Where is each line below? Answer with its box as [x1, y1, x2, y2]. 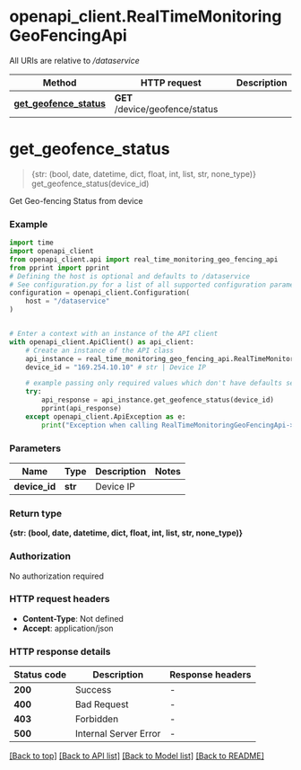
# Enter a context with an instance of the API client [9, 330, 219, 339]
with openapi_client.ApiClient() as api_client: [9, 337, 194, 347]
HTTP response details [9, 645, 111, 658]
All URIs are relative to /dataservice [9, 55, 141, 66]
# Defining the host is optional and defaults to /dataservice [9, 271, 251, 280]
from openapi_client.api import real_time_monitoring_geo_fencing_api [9, 254, 279, 264]
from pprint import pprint [9, 263, 110, 272]
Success [74, 684, 112, 696]
